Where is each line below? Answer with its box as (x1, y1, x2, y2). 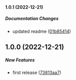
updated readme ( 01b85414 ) (12, 28, 71, 34)
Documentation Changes (5, 16, 59, 22)
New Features (5, 57, 35, 63)
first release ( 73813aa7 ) (12, 69, 61, 75)
